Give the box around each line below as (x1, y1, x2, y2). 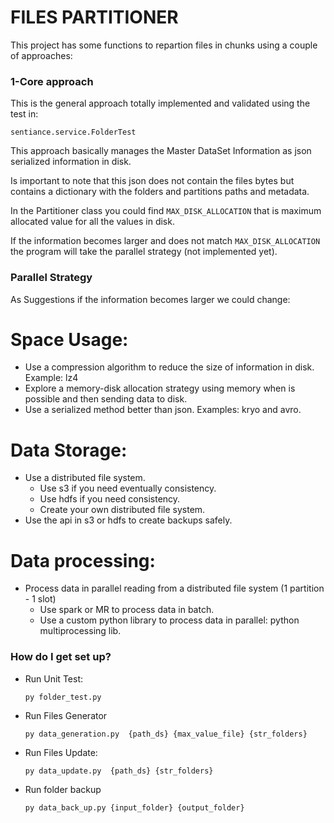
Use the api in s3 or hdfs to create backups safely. (24, 514, 233, 526)
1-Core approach (10, 74, 94, 88)
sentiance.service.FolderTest (10, 127, 137, 138)
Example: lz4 (24, 372, 79, 384)
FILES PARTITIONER (10, 6, 179, 29)
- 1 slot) (24, 593, 57, 605)
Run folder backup (24, 783, 102, 795)
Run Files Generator (24, 709, 108, 721)
